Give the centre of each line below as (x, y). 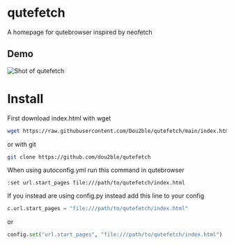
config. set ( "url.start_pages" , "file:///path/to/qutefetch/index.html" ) (115, 235)
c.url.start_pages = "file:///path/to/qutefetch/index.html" (98, 209)
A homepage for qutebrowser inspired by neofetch (80, 32)
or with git (22, 144)
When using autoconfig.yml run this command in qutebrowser (96, 170)
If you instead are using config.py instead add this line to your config (106, 196)
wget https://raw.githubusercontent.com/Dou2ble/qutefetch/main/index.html (119, 131)
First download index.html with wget (59, 118)
